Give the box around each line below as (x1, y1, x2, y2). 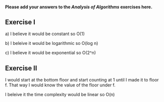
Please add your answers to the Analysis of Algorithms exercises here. (5, 4, 153, 10)
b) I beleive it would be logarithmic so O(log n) (5, 41, 98, 46)
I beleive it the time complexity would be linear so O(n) (5, 92, 115, 98)
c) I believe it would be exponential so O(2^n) (5, 50, 96, 56)
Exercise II (5, 64, 38, 72)
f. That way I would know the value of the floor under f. (5, 82, 116, 88)
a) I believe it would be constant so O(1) (5, 31, 85, 37)
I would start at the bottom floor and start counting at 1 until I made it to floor (5, 77, 159, 83)
